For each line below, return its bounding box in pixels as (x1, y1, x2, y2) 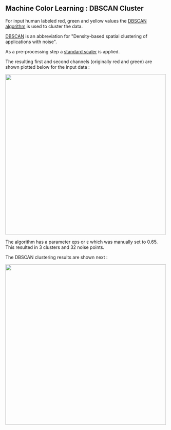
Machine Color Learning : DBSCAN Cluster (5, 4, 144, 13)
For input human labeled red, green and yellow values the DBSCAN (5, 17, 147, 24)
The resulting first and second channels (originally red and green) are (5, 58, 153, 65)
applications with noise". (5, 38, 58, 45)
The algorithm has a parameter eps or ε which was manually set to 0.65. (5, 239, 158, 245)
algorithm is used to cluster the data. (5, 23, 83, 29)
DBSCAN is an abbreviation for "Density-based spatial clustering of (5, 33, 148, 39)
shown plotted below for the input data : (5, 64, 90, 70)
